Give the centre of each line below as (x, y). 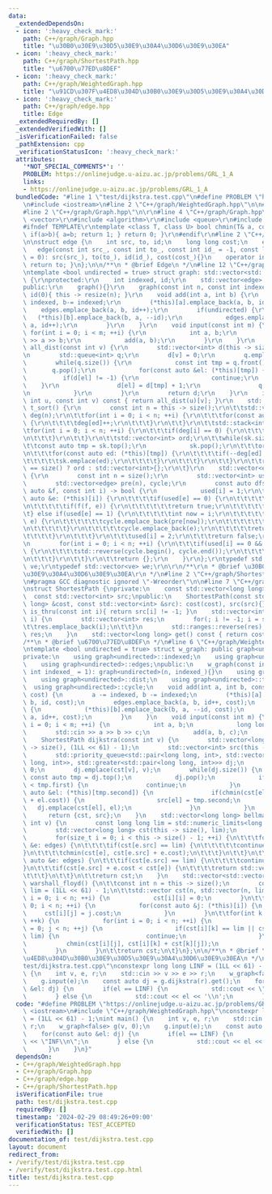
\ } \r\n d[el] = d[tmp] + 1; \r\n (112, 385)
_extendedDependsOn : (50, 24)
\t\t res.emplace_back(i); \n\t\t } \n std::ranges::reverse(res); (144, 627)
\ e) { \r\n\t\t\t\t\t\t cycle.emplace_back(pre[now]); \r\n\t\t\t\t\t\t (144, 521)
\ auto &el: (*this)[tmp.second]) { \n (88, 792)
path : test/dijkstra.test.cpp (66, 1102)
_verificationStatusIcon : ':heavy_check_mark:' (98, 152)
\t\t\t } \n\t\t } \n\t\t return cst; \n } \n (96, 876)
